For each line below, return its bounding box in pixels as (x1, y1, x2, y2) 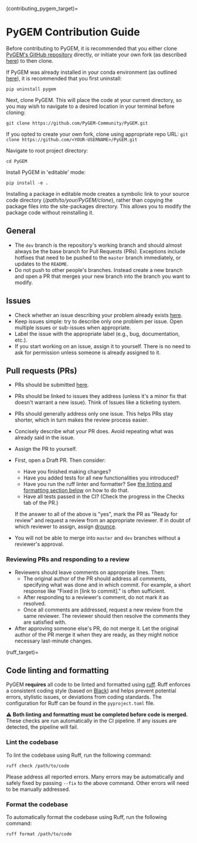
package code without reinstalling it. (6, 209, 94, 216)
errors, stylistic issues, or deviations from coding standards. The (6, 694, 162, 701)
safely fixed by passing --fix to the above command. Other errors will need (6, 779, 189, 786)
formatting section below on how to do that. (23, 487, 129, 494)
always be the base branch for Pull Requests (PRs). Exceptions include (14, 247, 186, 254)
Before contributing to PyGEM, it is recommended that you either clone (6, 45, 178, 52)
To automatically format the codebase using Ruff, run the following (6, 814, 167, 821)
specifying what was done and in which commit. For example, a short (23, 581, 191, 588)
